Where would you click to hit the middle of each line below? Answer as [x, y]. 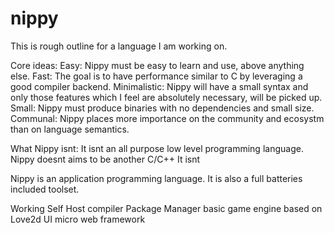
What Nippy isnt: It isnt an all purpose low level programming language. [157, 148]
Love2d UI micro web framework [78, 219]
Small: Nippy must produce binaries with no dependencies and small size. [162, 108]
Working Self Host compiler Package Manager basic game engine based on [166, 208]
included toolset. [45, 189]
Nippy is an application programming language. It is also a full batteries [156, 178]
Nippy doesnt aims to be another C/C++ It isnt [105, 159]
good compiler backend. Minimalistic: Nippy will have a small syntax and [159, 86]
